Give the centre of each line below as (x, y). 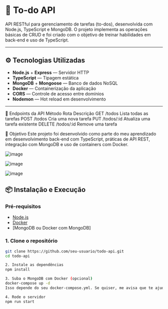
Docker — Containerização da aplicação (54, 88)
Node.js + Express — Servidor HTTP (50, 72)
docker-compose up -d (28, 283)
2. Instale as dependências (34, 265)
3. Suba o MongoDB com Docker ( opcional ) (49, 279)
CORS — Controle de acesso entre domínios (58, 93)
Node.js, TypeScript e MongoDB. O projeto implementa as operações (76, 29)
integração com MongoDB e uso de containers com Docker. (67, 144)
